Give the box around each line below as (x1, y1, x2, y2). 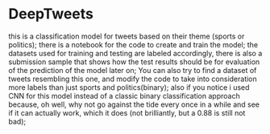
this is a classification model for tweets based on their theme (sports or (8, 31, 245, 41)
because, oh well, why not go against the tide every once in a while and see (8, 99, 260, 109)
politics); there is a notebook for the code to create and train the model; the (8, 39, 259, 49)
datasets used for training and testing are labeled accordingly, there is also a (8, 48, 263, 58)
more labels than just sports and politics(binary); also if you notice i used (8, 82, 250, 92)
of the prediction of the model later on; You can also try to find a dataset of (8, 65, 257, 75)
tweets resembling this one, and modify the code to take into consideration (8, 74, 258, 83)
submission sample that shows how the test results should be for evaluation (8, 57, 260, 67)
